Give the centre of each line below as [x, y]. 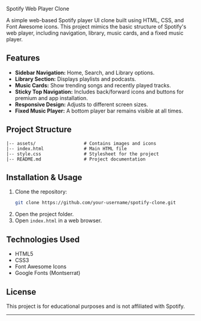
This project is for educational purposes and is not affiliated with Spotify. [96, 306]
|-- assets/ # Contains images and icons [81, 143]
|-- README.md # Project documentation [76, 159]
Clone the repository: [41, 192]
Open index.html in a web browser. [58, 220]
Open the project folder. [44, 214]
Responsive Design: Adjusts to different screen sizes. [81, 104]
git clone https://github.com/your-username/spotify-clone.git [95, 203]
